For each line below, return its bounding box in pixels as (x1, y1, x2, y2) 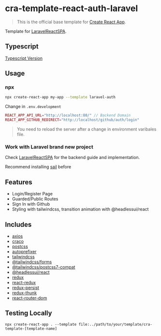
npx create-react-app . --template (5, 322, 77, 327)
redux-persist (12, 285, 40, 290)
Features (5, 178, 32, 186)
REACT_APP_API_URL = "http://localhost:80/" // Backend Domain (5, 113, 131, 118)
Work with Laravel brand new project (5, 144, 93, 150)
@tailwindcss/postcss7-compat (12, 264, 75, 270)
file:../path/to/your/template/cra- (78, 322, 152, 327)
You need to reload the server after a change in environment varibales (16, 127, 157, 132)
